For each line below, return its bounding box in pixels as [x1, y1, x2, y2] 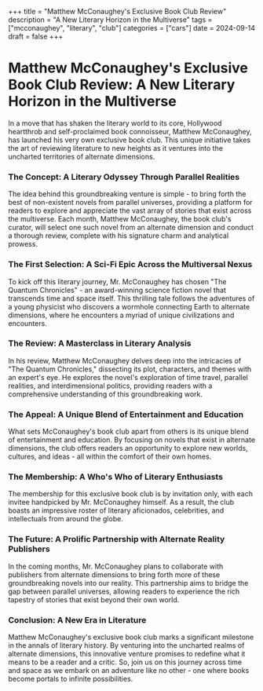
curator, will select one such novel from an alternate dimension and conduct [8, 223, 254, 232]
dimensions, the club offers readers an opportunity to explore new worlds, [8, 444, 249, 453]
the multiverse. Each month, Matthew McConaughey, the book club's [8, 214, 232, 224]
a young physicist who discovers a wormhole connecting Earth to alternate [8, 302, 250, 311]
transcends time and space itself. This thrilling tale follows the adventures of [8, 294, 255, 303]
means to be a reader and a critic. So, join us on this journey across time [8, 657, 243, 667]
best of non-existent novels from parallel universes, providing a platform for [8, 198, 253, 207]
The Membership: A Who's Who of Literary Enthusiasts [8, 471, 224, 482]
